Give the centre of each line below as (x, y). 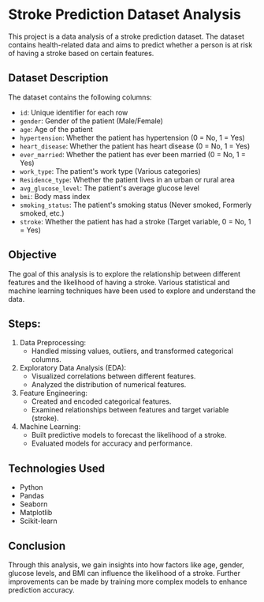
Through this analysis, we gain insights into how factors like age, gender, (126, 565)
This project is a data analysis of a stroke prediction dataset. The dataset (126, 36)
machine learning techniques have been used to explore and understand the (132, 291)
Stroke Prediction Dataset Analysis (125, 15)
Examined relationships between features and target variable (130, 410)
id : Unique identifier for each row (74, 112)
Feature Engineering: (54, 393)
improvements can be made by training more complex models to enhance (128, 581)
